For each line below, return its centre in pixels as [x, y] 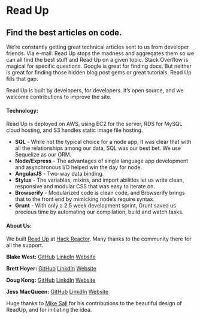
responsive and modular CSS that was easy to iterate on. [85, 186]
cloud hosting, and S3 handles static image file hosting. [75, 130]
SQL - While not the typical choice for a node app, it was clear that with [103, 142]
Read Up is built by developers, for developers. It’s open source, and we [95, 90]
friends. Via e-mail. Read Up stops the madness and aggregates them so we [100, 53]
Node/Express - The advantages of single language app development [101, 161]
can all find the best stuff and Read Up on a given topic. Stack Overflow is [97, 60]
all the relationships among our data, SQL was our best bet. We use [98, 148]
